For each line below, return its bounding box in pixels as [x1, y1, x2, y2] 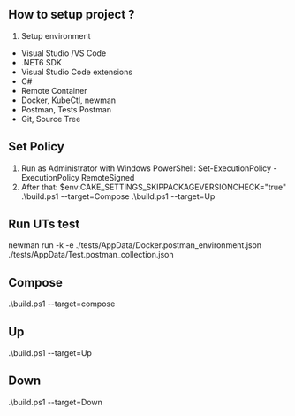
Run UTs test [8, 217, 80, 232]
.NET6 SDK [20, 57, 63, 67]
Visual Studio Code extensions [20, 66, 133, 77]
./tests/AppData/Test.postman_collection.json [8, 250, 174, 260]
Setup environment [20, 30, 91, 41]
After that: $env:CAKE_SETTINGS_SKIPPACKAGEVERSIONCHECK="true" [20, 181, 287, 192]
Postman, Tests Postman [20, 104, 112, 114]
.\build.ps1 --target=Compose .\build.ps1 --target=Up [20, 190, 216, 202]
